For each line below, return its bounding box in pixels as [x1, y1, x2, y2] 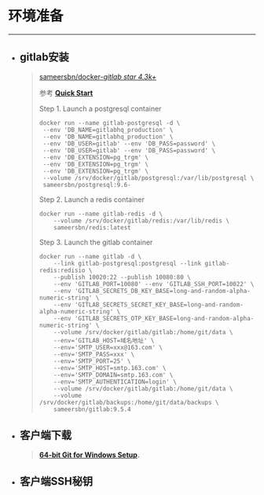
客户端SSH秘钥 [19, 475, 93, 488]
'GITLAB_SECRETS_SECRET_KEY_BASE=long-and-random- [74, 300, 244, 309]
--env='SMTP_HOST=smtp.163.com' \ [53, 364, 167, 372]
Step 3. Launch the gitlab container [38, 237, 153, 247]
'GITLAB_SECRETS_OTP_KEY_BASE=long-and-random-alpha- [74, 314, 255, 322]
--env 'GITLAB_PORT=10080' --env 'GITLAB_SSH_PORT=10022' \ [53, 280, 255, 288]
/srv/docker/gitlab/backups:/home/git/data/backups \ [38, 398, 219, 406]
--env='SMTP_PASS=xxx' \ [53, 350, 135, 358]
